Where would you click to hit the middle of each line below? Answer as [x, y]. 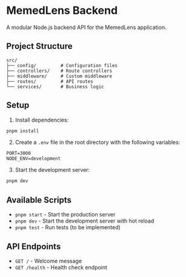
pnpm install [23, 131]
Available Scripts [39, 200]
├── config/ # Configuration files [62, 65]
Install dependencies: [42, 120]
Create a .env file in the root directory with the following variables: [98, 142]
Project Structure [39, 46]
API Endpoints [34, 246]
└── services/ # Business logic [55, 86]
